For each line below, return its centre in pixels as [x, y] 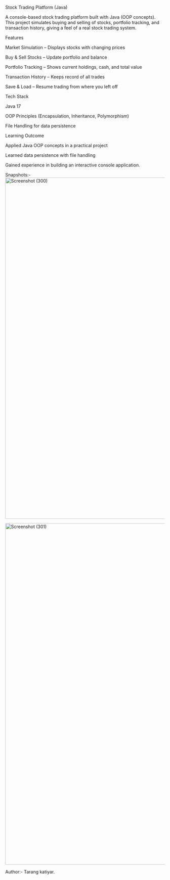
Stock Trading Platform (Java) [36, 7]
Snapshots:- [18, 175]
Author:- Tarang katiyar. [30, 872]
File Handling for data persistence [40, 126]
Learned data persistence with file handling [50, 155]
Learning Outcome [25, 136]
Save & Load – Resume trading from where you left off [61, 86]
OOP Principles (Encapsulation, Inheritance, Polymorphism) [67, 116]
